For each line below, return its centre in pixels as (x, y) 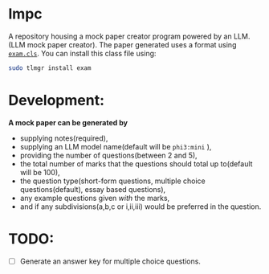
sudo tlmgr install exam (50, 68)
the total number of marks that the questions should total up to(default (136, 164)
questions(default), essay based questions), (93, 189)
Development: (57, 100)
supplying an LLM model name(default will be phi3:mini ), (116, 146)
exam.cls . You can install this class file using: (82, 53)
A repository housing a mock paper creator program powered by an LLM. (129, 36)
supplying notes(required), (64, 138)
